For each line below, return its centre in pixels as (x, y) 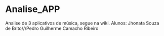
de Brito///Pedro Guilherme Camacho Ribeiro (52, 28)
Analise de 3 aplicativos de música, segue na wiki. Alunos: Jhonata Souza (82, 23)
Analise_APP (33, 9)
